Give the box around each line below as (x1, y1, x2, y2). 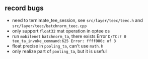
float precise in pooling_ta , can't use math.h (12, 42, 104, 49)
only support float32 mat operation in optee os (12, 27, 110, 34)
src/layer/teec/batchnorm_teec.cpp (12, 23, 87, 28)
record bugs (5, 4, 44, 12)
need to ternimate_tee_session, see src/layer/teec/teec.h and (12, 17, 143, 23)
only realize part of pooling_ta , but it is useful (12, 48, 107, 54)
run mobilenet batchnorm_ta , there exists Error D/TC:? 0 (12, 33, 126, 39)
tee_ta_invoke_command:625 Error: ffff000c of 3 (12, 38, 116, 43)
